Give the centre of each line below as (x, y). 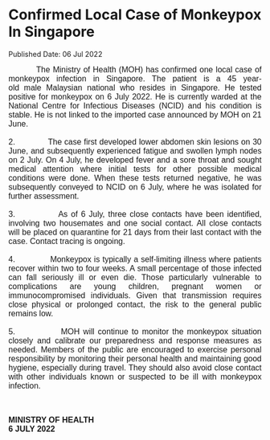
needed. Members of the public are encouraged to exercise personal (135, 349)
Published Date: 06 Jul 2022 (55, 54)
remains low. (31, 313)
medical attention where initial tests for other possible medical (135, 169)
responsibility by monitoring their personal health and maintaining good (135, 358)
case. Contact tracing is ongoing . (67, 241)
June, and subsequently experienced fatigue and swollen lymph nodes (135, 151)
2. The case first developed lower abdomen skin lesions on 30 (135, 141)
